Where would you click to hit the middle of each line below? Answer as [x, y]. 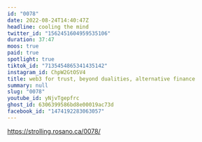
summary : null [28, 85]
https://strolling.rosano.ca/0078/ [54, 131]
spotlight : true [31, 59]
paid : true [23, 53]
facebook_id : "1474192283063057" [56, 111]
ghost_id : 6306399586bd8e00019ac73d [60, 105]
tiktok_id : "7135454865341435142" [58, 66]
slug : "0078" [26, 92]
